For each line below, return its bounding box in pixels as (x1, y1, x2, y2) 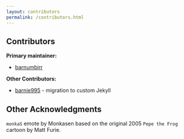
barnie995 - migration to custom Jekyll (14, 87, 111, 94)
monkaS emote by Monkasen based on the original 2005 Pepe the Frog (6, 120, 178, 127)
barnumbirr (14, 64, 43, 71)
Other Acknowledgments (6, 104, 102, 114)
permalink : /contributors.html (6, 14, 84, 20)
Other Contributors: (6, 75, 57, 82)
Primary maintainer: (6, 52, 57, 60)
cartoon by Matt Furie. (6, 126, 61, 134)
